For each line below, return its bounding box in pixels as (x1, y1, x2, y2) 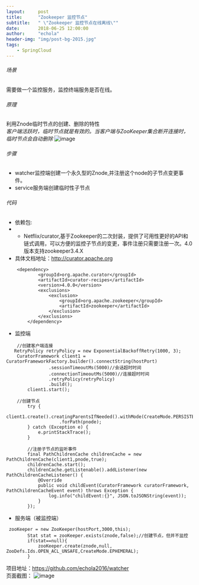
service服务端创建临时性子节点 (14, 184, 91, 191)
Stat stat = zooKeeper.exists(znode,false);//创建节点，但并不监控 (27, 533, 188, 539)
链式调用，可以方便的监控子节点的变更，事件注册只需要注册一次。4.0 (23, 240, 192, 247)
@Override (37, 477, 62, 483)
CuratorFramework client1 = (17, 353, 86, 359)
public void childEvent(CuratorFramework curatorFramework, (37, 482, 190, 488)
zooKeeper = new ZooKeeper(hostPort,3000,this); (8, 526, 131, 532)
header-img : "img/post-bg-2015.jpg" (6, 36, 97, 42)
